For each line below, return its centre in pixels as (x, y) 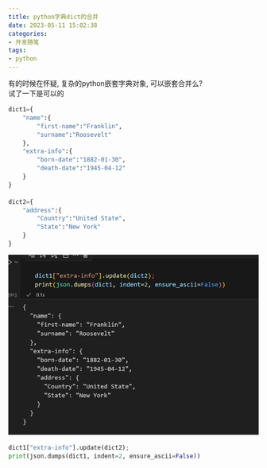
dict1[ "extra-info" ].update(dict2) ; (69, 448)
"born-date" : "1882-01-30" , (81, 160)
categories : (28, 33)
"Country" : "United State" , (81, 219)
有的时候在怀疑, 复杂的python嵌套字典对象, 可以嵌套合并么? (105, 83)
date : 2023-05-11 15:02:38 (53, 25)
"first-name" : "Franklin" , (80, 126)
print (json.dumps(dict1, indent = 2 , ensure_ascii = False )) (104, 456)
